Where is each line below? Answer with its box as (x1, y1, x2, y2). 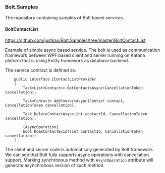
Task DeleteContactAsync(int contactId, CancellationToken (23, 111, 148, 116)
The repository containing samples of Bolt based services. (5, 15, 125, 21)
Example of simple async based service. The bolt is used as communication (5, 47, 160, 53)
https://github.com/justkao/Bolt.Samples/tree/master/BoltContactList (5, 37, 146, 43)
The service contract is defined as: (5, 67, 76, 73)
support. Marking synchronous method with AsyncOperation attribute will (5, 157, 154, 163)
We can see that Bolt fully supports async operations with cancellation (5, 152, 149, 158)
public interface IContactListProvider (14, 77, 97, 82)
